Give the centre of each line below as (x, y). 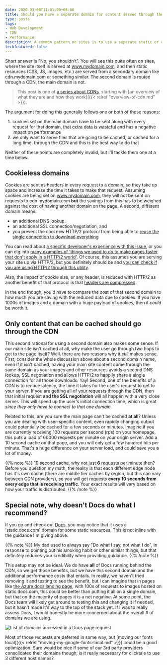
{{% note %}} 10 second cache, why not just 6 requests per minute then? (80, 463)
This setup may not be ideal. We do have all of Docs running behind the (79, 565)
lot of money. (19, 453)
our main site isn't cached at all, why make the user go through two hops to (82, 349)
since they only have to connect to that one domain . (59, 407)
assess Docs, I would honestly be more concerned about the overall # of (80, 613)
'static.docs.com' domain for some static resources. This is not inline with (81, 530)
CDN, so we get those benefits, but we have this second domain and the (79, 571)
